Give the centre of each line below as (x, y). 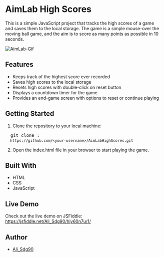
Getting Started (30, 114)
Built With (21, 166)
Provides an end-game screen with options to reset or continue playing (85, 98)
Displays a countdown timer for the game (55, 92)
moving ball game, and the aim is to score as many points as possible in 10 (82, 34)
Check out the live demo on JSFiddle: (44, 216)
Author (16, 237)
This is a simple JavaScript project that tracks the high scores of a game (79, 23)
